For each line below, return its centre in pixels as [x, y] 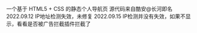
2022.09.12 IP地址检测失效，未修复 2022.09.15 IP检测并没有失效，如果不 [96, 16]
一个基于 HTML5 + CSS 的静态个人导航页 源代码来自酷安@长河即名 [89, 9]
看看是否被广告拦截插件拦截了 [54, 24]
